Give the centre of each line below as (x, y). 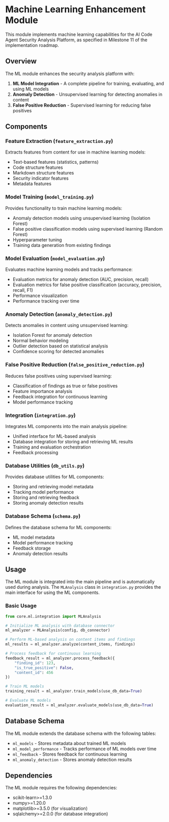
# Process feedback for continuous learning (53, 654)
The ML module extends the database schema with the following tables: (81, 733)
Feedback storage (32, 548)
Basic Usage (21, 606)
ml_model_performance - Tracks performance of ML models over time (84, 749)
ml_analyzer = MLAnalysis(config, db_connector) (58, 630)
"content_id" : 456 (34, 672)
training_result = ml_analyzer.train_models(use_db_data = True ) (74, 691)
